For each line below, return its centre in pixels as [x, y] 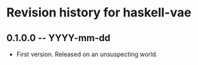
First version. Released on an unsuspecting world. [87, 54]
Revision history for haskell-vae [99, 13]
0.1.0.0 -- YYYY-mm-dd [59, 38]
